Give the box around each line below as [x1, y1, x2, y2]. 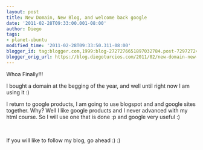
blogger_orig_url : [6, 54, 53, 60]
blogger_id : [6, 48, 36, 54]
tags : [6, 31, 20, 37]
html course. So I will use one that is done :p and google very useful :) [6, 113, 180, 120]
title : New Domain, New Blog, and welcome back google [6, 15, 147, 21]
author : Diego [6, 25, 42, 32]
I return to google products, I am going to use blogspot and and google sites [6, 100, 196, 108]
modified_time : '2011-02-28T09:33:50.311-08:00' [6, 43, 131, 49]
